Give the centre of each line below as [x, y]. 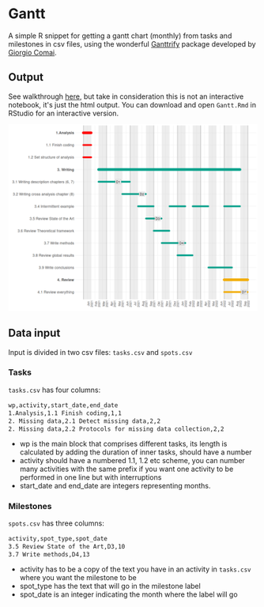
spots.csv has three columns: [57, 523]
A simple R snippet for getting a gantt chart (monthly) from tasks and [120, 36]
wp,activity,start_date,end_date [63, 405]
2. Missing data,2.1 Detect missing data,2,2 [84, 421]
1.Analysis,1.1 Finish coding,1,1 [65, 413]
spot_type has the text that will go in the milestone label [110, 586]
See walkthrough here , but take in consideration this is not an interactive [126, 96]
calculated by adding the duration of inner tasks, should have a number [136, 452]
